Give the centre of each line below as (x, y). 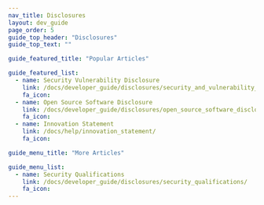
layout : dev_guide (38, 23)
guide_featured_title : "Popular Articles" (79, 59)
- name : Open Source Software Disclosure (84, 102)
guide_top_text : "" (40, 45)
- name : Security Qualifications (70, 174)
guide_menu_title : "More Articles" (66, 153)
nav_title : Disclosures (47, 15)
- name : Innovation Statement (64, 124)
